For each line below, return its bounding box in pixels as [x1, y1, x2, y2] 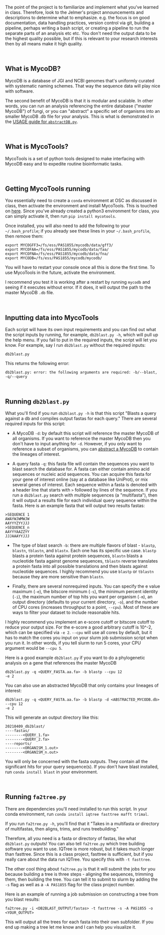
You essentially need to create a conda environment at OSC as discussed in [5, 198, 157, 203]
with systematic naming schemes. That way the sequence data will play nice [5, 83, 161, 89]
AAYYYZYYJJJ [5, 521, 30, 526]
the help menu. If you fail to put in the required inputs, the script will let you [5, 337, 158, 343]
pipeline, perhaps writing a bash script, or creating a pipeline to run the [5, 25, 149, 31]
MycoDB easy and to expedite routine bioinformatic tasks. [5, 161, 123, 167]
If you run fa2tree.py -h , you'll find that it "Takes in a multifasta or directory [5, 820, 159, 827]
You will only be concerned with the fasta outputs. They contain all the [5, 759, 148, 765]
